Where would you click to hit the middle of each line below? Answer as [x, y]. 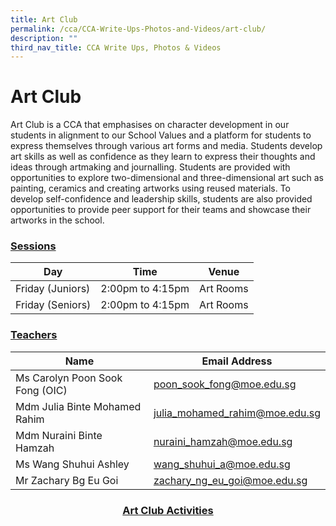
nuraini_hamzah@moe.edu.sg [223, 441]
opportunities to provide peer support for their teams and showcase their [161, 210]
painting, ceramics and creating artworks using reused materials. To [151, 188]
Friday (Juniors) [53, 289]
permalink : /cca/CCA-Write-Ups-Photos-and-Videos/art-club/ [138, 29]
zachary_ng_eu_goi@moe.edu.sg [230, 480]
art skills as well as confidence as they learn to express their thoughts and [163, 157]
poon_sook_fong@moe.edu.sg [225, 384]
